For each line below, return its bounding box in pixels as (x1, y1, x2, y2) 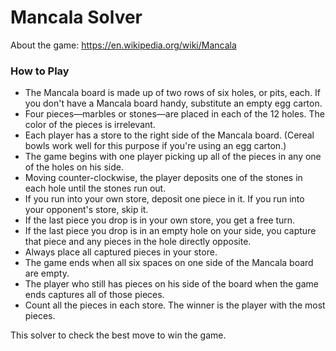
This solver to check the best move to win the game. (10, 329, 227, 341)
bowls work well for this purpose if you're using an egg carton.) (24, 140, 287, 152)
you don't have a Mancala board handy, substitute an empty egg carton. (24, 97, 323, 110)
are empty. (24, 267, 70, 280)
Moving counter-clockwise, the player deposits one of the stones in (24, 172, 303, 184)
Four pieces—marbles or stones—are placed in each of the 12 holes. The (24, 108, 325, 120)
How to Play (10, 64, 70, 78)
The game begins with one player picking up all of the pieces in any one (24, 151, 322, 163)
